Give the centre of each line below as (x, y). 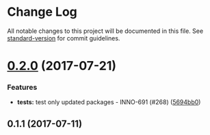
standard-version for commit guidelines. (64, 38)
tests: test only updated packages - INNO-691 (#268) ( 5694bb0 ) (109, 102)
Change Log (42, 12)
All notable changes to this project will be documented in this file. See (105, 31)
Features (22, 88)
